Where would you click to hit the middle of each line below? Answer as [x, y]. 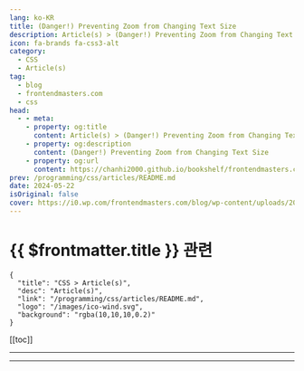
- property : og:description [78, 144]
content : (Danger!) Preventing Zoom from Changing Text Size [151, 152]
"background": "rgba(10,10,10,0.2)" [86, 314]
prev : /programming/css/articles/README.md [93, 177]
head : [19, 110]
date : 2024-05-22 [42, 186]
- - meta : [36, 119]
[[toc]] [21, 339]
